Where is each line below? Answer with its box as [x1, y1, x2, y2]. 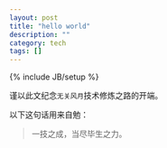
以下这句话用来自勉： [9, 109, 88, 120]
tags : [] [9, 47, 42, 56]
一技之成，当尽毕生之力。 [31, 128, 127, 140]
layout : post [9, 13, 59, 23]
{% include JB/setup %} [9, 71, 99, 82]
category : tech [9, 38, 67, 48]
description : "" [9, 30, 70, 39]
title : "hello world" [9, 22, 91, 31]
